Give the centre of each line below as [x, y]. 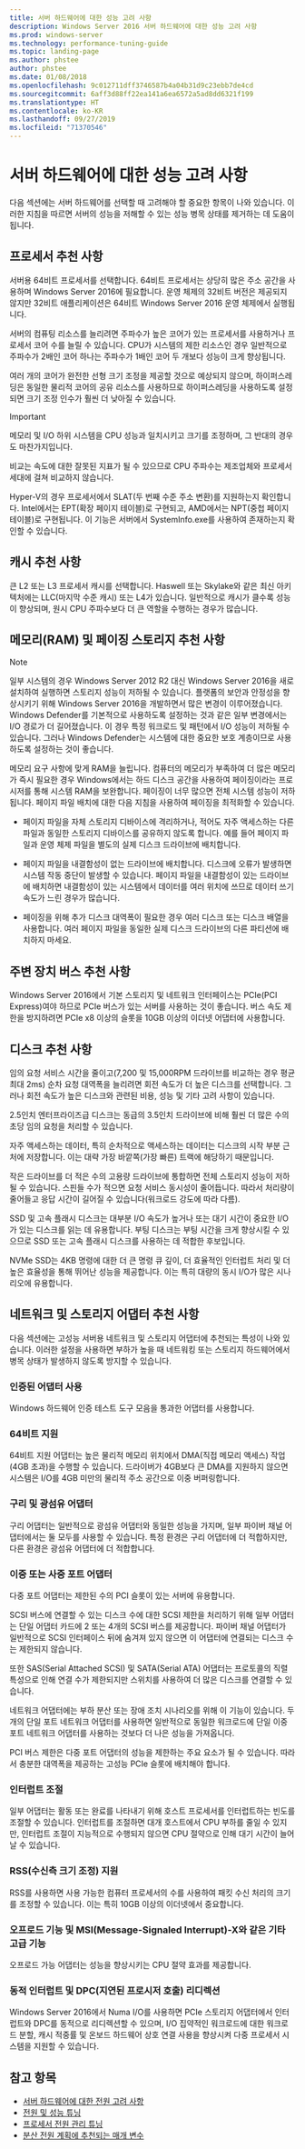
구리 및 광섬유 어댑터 [51, 1504]
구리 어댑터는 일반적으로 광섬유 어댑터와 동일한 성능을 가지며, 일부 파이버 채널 [146, 1525]
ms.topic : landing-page [54, 52]
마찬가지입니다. [46, 446]
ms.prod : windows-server [56, 35]
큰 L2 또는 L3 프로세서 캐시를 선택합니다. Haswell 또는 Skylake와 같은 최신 [142, 585]
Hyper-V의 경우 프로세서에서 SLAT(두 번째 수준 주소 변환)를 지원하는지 [135, 496]
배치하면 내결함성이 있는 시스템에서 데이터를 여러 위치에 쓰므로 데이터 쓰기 [163, 886]
